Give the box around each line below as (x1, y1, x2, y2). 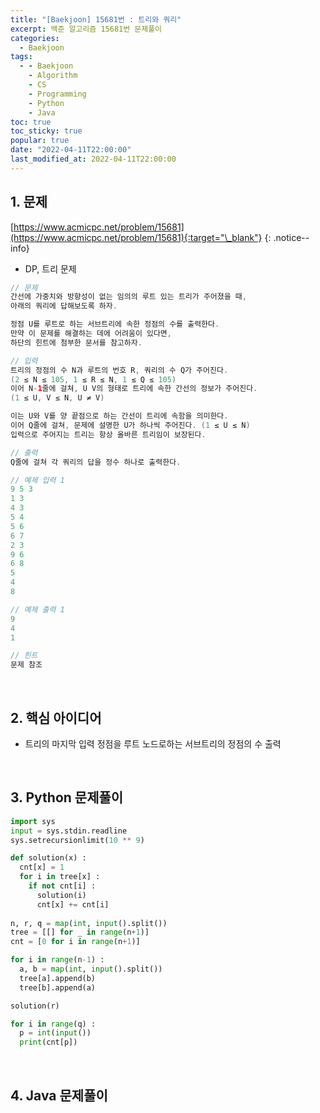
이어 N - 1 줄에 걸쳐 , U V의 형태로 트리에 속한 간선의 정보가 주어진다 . (10, 384, 258, 394)
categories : (10, 33, 60, 43)
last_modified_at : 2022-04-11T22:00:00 (10, 154, 177, 164)
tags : (10, 52, 33, 62)
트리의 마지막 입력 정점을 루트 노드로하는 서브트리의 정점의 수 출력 (24, 738, 282, 750)
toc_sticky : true (10, 126, 83, 136)
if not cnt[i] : (28, 881, 97, 891)
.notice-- (273, 231, 310, 243)
